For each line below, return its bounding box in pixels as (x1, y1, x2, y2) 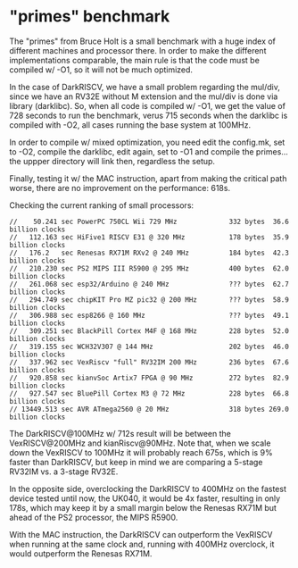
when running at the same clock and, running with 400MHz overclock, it (9, 539, 275, 549)
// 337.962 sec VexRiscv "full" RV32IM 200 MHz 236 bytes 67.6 (9, 357, 290, 367)
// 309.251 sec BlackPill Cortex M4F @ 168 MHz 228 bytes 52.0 (9, 326, 290, 336)
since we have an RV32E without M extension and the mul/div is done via (9, 91, 278, 102)
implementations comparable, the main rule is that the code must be (9, 54, 261, 65)
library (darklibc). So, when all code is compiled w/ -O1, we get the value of (9, 100, 286, 111)
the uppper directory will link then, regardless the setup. (9, 155, 216, 166)
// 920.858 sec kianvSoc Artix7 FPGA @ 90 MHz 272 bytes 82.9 (9, 373, 290, 382)
